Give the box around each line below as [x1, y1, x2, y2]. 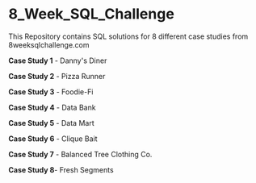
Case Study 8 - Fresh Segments [8, 164, 115, 174]
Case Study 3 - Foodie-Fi [8, 86, 94, 97]
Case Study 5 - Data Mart [8, 118, 94, 127]
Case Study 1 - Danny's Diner [8, 56, 107, 65]
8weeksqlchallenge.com [8, 40, 90, 49]
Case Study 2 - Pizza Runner [8, 71, 106, 81]
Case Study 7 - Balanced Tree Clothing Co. [8, 149, 153, 159]
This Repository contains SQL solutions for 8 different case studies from [8, 31, 249, 41]
